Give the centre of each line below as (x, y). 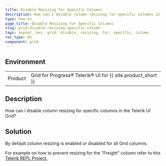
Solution (18, 131)
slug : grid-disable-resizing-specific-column (53, 28)
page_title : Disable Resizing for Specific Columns (59, 23)
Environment (25, 62)
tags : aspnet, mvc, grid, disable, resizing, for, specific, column (77, 33)
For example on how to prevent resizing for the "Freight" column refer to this (83, 153)
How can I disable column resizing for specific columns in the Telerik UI (78, 111)
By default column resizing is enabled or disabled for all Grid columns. (77, 143)
